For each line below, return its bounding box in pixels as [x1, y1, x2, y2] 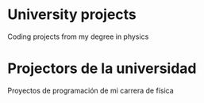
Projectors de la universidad [7, 59, 197, 78]
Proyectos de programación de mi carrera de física [7, 86, 174, 95]
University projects [7, 6, 137, 24]
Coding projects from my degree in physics [7, 32, 149, 41]
